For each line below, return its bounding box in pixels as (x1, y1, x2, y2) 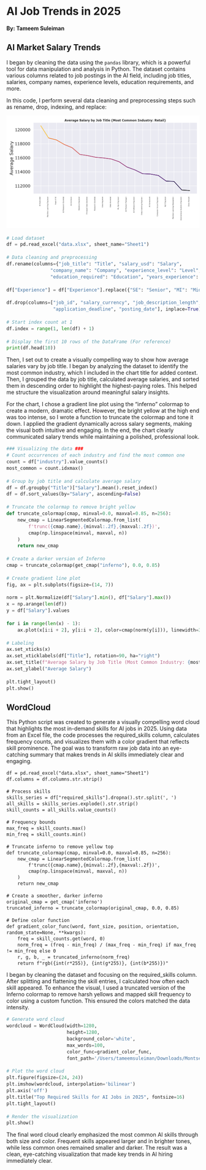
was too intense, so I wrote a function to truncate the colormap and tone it (6, 414, 194, 421)
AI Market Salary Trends (6, 42, 101, 53)
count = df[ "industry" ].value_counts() (6, 459, 109, 465)
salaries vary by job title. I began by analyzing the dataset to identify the (6, 363, 188, 370)
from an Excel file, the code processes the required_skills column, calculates (6, 731, 200, 739)
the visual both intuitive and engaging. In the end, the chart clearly (6, 426, 174, 434)
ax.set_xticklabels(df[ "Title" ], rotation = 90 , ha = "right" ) (6, 653, 161, 659)
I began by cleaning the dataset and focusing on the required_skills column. (6, 971, 197, 979)
